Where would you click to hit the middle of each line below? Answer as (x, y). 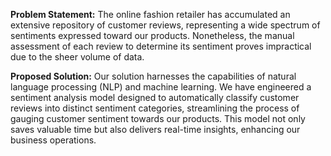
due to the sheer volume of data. (77, 57)
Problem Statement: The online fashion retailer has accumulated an (150, 14)
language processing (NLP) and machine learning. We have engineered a (161, 87)
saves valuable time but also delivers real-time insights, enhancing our (155, 129)
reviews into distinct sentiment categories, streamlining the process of (155, 108)
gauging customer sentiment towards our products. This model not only (158, 118)
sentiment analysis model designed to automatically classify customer (155, 97)
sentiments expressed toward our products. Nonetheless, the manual (152, 35)
